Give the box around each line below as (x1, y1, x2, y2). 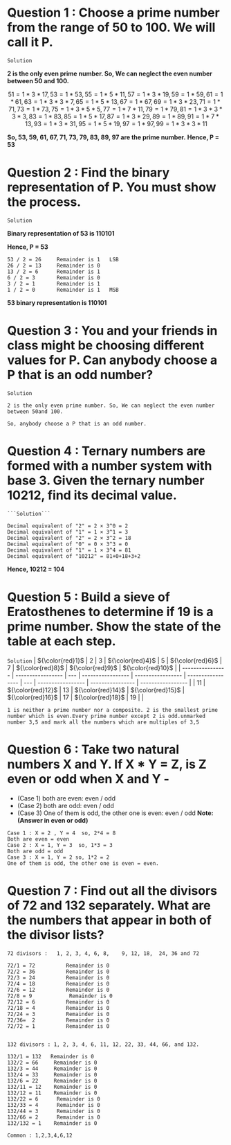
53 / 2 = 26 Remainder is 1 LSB (7, 256, 119, 263)
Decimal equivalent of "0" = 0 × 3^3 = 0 (7, 541, 129, 548)
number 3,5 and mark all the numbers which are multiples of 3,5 (7, 719, 199, 726)
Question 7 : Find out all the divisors (7, 882, 218, 898)
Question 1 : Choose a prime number (7, 5, 220, 21)
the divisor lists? (7, 927, 104, 943)
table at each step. (7, 633, 116, 649)
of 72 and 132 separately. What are (7, 898, 211, 913)
